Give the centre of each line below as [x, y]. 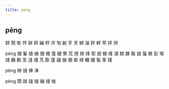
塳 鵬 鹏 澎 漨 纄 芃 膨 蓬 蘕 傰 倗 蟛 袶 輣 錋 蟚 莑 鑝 [59, 60]
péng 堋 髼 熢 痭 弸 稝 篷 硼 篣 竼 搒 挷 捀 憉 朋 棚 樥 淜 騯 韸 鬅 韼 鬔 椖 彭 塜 [84, 54]
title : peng [18, 10]
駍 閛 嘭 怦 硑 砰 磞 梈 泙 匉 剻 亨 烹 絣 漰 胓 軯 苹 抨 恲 [62, 43]
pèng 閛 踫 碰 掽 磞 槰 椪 [31, 81]
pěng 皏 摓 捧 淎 [22, 70]
